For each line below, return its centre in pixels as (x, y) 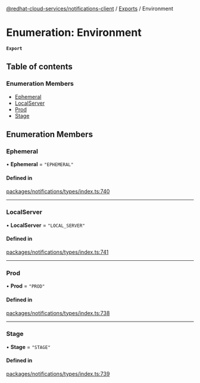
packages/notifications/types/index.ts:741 (57, 252)
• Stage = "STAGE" (28, 347)
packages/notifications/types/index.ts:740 (58, 191)
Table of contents (39, 67)
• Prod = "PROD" (26, 286)
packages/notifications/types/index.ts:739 (58, 374)
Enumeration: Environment (74, 33)
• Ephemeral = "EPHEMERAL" (40, 164)
